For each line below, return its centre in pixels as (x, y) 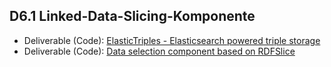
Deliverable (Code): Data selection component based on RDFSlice (159, 51)
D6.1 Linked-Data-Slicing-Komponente (132, 16)
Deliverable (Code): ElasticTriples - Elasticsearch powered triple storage (172, 40)
